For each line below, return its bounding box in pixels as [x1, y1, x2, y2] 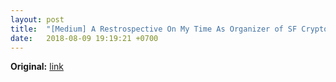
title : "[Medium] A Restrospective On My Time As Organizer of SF [10, 24, 298, 34]
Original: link [10, 61, 64, 73]
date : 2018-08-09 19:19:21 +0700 [10, 33, 159, 43]
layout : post [10, 14, 65, 25]
